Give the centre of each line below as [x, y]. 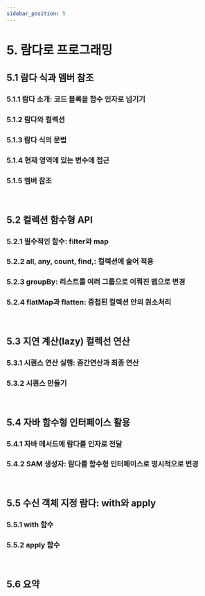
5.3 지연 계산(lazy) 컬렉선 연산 [68, 342]
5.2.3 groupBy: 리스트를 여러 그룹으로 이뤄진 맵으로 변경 [96, 282]
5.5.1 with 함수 [30, 525]
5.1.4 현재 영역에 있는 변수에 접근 [58, 160]
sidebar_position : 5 [36, 14]
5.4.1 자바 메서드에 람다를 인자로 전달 [64, 443]
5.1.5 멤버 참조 [29, 180]
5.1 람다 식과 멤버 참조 [50, 78]
